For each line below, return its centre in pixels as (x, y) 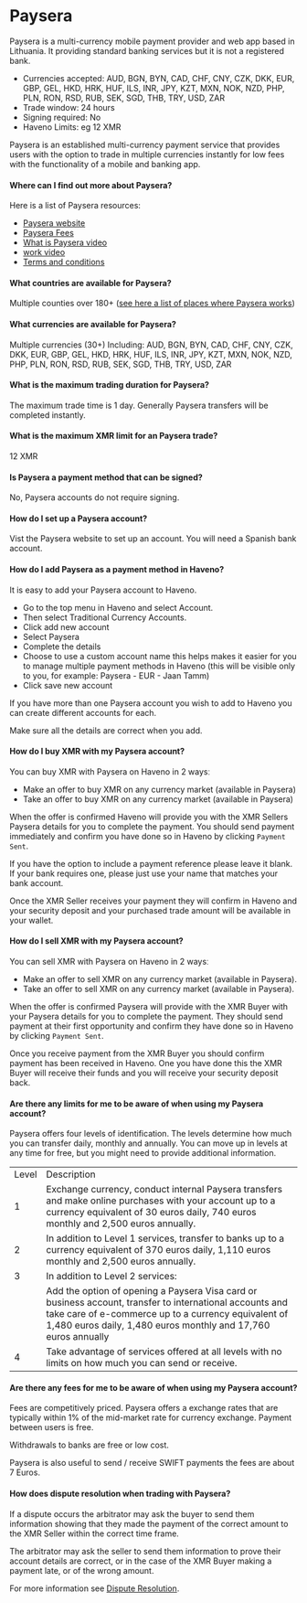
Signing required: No (62, 117)
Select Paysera (51, 636)
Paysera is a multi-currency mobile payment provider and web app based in (152, 41)
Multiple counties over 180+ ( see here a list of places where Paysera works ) (152, 304)
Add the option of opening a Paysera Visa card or (151, 1291)
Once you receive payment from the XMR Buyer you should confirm (137, 1053)
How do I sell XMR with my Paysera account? (97, 941)
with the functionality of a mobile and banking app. (105, 164)
